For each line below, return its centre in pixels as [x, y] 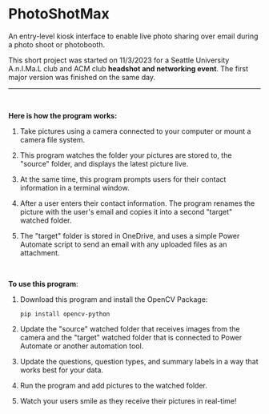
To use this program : [43, 283]
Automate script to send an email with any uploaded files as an [123, 244]
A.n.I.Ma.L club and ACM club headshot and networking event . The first [128, 68]
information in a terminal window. [74, 187]
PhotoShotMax [59, 14]
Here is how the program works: [63, 115]
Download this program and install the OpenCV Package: [114, 299]
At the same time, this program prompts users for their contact [123, 179]
